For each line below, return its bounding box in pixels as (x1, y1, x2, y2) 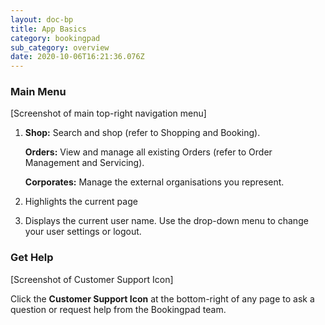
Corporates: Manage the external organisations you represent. (24, 176, 285, 188)
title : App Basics (10, 24, 87, 34)
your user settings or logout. (24, 226, 142, 238)
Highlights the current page (24, 196, 138, 208)
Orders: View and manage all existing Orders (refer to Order (24, 146, 273, 158)
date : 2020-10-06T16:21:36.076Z (10, 52, 145, 62)
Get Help (10, 251, 54, 265)
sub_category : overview (10, 42, 110, 53)
